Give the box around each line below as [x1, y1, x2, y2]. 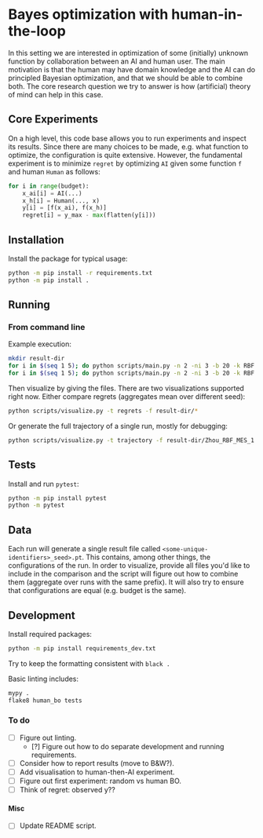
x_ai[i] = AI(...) [22, 189, 82, 197]
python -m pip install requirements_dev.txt [8, 644, 156, 653]
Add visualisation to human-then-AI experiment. [19, 767, 175, 777]
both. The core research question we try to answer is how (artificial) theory [8, 81, 251, 91]
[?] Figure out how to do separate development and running [31, 741, 225, 751]
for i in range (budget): [8, 182, 89, 190]
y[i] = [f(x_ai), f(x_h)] [22, 204, 108, 212]
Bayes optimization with [8, 5, 169, 24]
